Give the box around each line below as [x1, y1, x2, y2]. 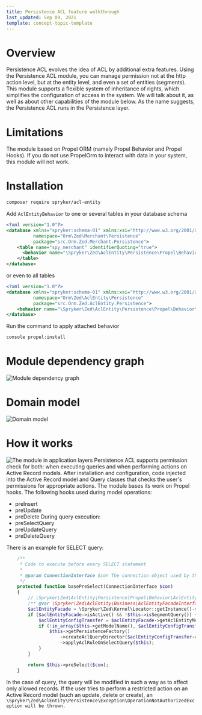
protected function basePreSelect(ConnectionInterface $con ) [17, 584, 173, 590]
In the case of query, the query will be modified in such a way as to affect [6, 678, 188, 685]
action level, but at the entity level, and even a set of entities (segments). [6, 79, 186, 86]
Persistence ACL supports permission [94, 456, 188, 464]
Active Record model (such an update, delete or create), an [6, 691, 153, 698]
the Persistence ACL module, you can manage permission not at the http [6, 72, 186, 80]
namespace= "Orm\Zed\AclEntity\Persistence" [32, 295, 144, 301]
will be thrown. [25, 703, 66, 709]
